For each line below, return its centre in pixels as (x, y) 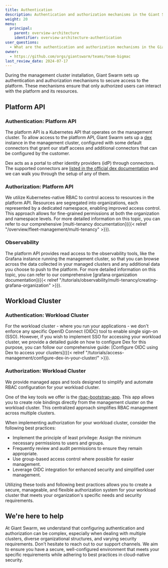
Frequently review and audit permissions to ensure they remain (77, 448)
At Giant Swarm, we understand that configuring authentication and (75, 528)
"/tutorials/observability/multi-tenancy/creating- (109, 280)
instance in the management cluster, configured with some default (73, 143)
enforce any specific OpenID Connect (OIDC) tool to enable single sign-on (82, 331)
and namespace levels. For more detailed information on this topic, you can (83, 219)
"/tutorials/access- (105, 353)
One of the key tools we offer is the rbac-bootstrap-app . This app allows (80, 397)
